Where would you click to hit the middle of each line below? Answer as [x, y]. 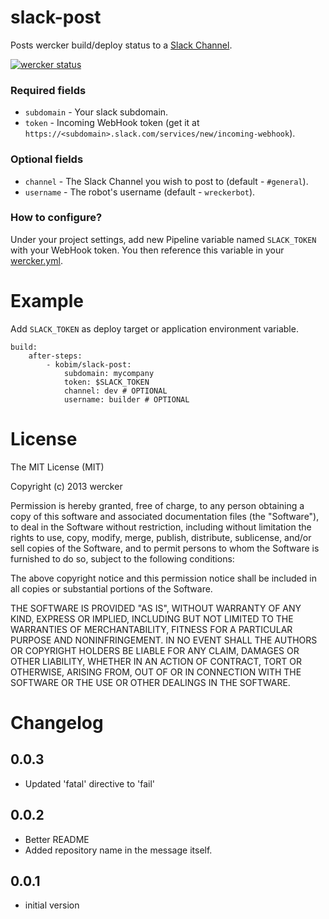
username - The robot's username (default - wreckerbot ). [140, 192]
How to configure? [56, 218]
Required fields [48, 90]
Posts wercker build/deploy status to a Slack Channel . [121, 45]
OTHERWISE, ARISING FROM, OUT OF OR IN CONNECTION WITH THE [156, 672]
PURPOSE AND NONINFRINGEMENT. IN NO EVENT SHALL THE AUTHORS [164, 640]
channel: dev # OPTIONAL [115, 391]
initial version [52, 905]
